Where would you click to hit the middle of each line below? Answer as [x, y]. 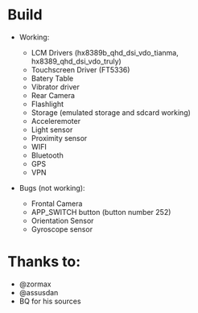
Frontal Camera [57, 204]
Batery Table [52, 78]
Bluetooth [47, 155]
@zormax [35, 284]
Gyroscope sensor [62, 229]
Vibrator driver [55, 87]
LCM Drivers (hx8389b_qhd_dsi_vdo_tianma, [105, 52]
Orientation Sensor [62, 220]
